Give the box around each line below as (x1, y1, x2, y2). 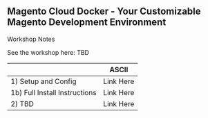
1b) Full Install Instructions (10, 87, 97, 97)
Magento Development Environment (7, 17, 167, 28)
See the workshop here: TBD (7, 48, 90, 56)
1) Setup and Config (10, 76, 77, 86)
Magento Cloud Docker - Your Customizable (7, 6, 202, 17)
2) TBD (10, 99, 35, 108)
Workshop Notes (7, 35, 55, 43)
